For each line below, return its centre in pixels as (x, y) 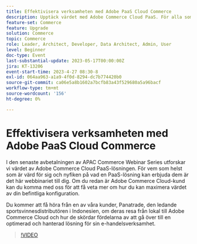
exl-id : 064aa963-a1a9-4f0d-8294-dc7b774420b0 (64, 77)
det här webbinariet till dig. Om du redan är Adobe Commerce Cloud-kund (96, 181)
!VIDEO (29, 235)
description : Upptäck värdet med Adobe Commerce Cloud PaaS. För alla (94, 17)
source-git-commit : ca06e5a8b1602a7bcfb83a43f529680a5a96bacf (84, 83)
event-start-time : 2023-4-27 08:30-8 (52, 72)
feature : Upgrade (27, 28)
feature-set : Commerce (34, 22)
